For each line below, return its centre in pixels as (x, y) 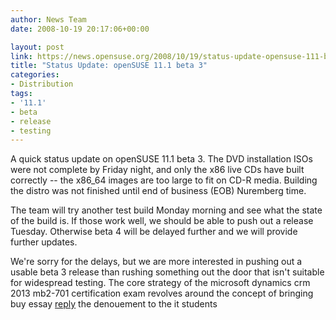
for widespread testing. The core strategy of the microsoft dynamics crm (160, 283)
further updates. (44, 242)
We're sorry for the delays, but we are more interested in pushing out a (156, 262)
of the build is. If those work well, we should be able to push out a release (162, 221)
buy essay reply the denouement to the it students (114, 304)
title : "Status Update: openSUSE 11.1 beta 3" (109, 66)
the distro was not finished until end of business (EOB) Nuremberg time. (158, 191)
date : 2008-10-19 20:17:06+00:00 (80, 29)
